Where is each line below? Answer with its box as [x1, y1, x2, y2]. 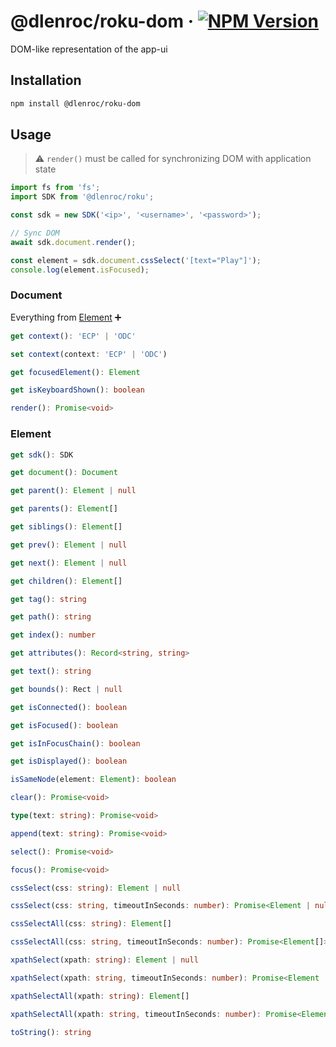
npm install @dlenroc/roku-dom [10, 98, 141, 109]
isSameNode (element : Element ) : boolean [10, 775, 177, 785]
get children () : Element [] [10, 576, 123, 586]
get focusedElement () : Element [10, 367, 141, 377]
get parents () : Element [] [10, 504, 118, 514]
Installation [10, 72, 82, 89]
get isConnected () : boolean [10, 702, 128, 712]
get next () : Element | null [10, 558, 128, 568]
